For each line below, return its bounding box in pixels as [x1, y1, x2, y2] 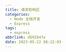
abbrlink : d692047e [5, 35, 46, 40]
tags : [5, 26, 16, 31]
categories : [5, 12, 30, 17]
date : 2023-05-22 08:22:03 [5, 40, 61, 45]
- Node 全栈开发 [9, 16, 41, 21]
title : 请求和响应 [5, 7, 40, 12]
